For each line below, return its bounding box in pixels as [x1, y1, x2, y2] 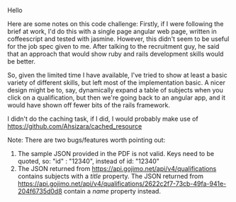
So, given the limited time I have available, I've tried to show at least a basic [7, 71, 228, 79]
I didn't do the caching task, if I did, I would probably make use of [7, 114, 198, 123]
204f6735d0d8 [17, 187, 62, 195]
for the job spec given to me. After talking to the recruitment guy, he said [7, 42, 220, 50]
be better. [7, 57, 36, 66]
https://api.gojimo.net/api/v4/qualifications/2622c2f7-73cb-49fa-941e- [17, 179, 227, 188]
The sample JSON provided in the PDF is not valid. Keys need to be [17, 150, 215, 158]
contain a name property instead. [63, 187, 162, 195]
